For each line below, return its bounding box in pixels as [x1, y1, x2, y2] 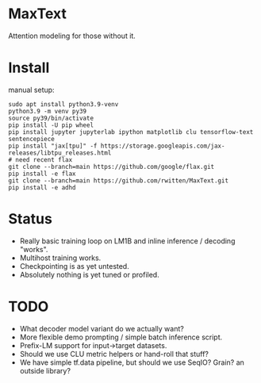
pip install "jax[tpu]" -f [8, 142, 98, 150]
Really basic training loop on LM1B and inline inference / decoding [19, 236, 236, 246]
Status [8, 210, 53, 228]
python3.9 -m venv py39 [8, 107, 87, 115]
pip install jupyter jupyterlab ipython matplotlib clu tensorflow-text [8, 128, 254, 136]
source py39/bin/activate [8, 114, 94, 122]
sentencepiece [8, 135, 56, 143]
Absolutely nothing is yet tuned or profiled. [19, 270, 160, 279]
